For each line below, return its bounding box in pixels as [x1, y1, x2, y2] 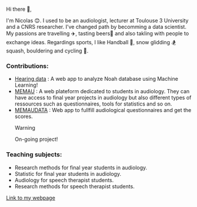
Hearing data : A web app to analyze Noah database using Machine [14, 75, 178, 83]
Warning [14, 124, 35, 132]
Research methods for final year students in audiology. [14, 164, 148, 171]
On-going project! [14, 136, 58, 143]
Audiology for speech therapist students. [14, 176, 114, 183]
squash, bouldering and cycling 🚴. [6, 47, 89, 54]
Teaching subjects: [6, 150, 62, 159]
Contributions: [6, 62, 49, 70]
